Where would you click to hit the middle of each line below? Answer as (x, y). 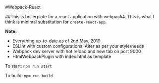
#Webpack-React (23, 7)
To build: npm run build (29, 75)
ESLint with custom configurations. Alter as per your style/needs (78, 46)
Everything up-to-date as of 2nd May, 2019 (56, 41)
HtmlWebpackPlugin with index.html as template (62, 56)
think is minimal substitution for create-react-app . (56, 22)
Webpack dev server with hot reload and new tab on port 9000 (77, 51)
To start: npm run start (29, 66)
